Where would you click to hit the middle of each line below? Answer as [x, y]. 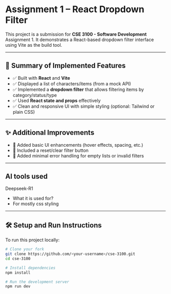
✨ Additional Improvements [50, 133]
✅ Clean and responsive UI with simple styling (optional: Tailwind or [83, 106]
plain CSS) [24, 112]
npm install [18, 273]
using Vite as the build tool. [34, 45]
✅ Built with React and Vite [41, 78]
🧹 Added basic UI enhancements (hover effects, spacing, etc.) [78, 145]
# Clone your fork [25, 249]
